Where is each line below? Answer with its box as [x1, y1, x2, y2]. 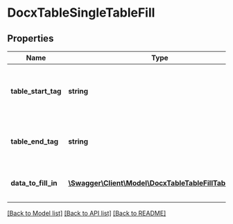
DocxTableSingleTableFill [7, 5, 155, 21]
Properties [7, 33, 54, 44]
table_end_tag [10, 137, 59, 146]
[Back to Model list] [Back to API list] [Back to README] [7, 209, 166, 217]
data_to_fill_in [10, 178, 58, 188]
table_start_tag [10, 87, 62, 96]
